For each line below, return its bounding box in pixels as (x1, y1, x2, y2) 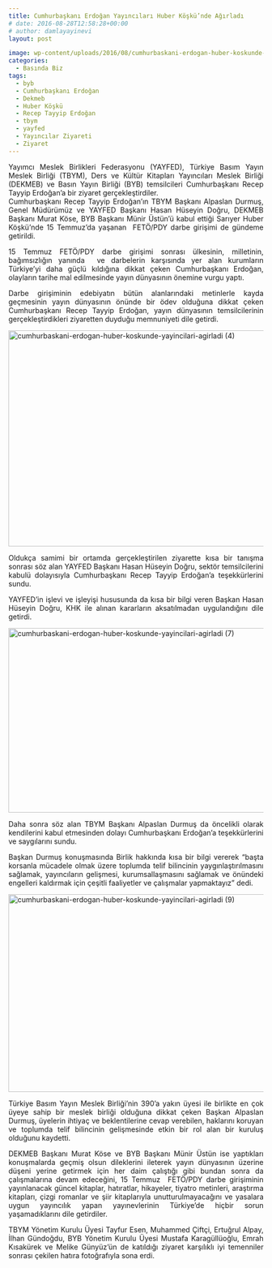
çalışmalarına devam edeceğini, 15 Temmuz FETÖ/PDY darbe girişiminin (8, 1174, 264, 1184)
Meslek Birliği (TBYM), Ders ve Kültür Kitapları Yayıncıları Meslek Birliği (8, 170, 264, 180)
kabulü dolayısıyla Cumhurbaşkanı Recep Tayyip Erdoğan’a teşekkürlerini (8, 570, 264, 580)
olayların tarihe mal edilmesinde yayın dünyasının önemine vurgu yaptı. (8, 273, 244, 282)
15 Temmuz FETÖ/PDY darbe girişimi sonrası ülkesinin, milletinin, (8, 247, 264, 256)
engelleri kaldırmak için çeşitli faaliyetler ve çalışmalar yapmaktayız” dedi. (8, 878, 253, 888)
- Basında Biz (15, 64, 63, 73)
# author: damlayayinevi (8, 27, 92, 35)
